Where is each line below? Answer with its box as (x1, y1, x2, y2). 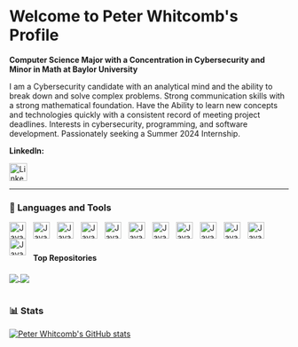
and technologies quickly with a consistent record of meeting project (9, 109, 261, 120)
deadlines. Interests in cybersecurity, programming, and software (9, 118, 248, 130)
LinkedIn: (9, 145, 44, 156)
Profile (9, 25, 59, 45)
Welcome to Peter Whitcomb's (9, 6, 239, 27)
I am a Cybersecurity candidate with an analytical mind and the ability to (9, 81, 273, 91)
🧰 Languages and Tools (9, 201, 112, 214)
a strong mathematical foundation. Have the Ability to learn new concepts (9, 99, 278, 110)
